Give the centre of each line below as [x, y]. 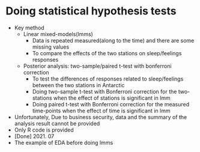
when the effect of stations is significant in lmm [112, 98]
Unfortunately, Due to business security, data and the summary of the [101, 117]
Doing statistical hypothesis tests [91, 11]
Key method [29, 28]
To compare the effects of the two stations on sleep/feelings [107, 53]
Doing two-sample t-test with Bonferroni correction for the [105, 91]
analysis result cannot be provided [57, 123]
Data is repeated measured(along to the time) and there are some [113, 40]
